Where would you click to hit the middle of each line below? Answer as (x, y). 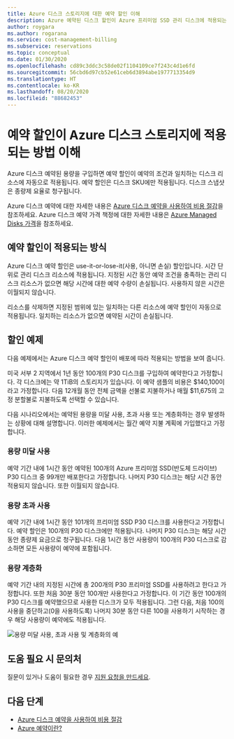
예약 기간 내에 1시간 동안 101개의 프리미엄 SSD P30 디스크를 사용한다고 (104, 522)
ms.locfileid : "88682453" (45, 99)
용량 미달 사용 (29, 451)
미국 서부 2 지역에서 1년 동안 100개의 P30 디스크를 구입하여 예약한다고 (103, 373)
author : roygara (31, 27)
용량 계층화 (25, 568)
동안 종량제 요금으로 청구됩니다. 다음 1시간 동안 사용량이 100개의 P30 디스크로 (114, 539)
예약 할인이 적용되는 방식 (57, 248)
